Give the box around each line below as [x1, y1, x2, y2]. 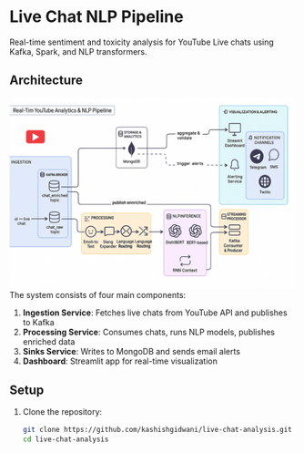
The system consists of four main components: [9, 290, 187, 301]
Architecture [9, 73, 84, 88]
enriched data [22, 336, 76, 347]
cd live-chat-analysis [22, 435, 109, 444]
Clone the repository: [22, 407, 103, 417]
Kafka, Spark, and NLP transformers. [9, 46, 147, 57]
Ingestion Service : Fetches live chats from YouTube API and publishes [22, 307, 289, 318]
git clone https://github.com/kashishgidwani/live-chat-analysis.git [22, 426, 293, 435]
